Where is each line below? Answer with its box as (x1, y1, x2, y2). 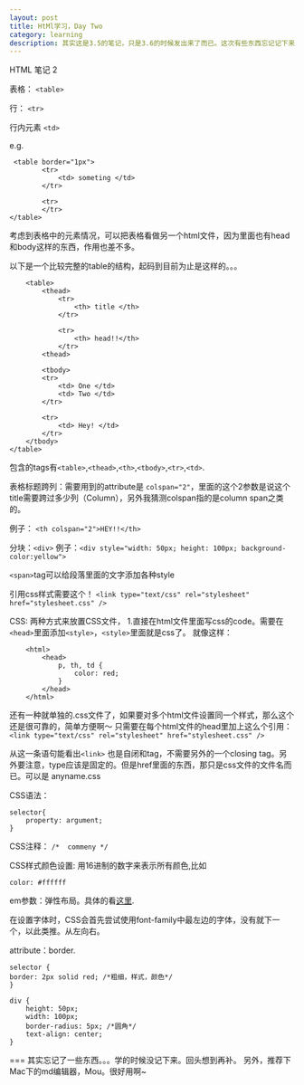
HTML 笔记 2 (9, 64, 58, 75)
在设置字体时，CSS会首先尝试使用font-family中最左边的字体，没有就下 (9, 915, 273, 926)
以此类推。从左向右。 (24, 926, 105, 937)
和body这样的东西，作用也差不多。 (9, 242, 140, 252)
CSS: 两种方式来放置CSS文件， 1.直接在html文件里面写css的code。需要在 (9, 616, 284, 627)
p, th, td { (57, 661, 103, 671)
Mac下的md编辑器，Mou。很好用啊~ (9, 1066, 147, 1077)
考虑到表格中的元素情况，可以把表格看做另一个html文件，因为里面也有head (9, 230, 290, 241)
